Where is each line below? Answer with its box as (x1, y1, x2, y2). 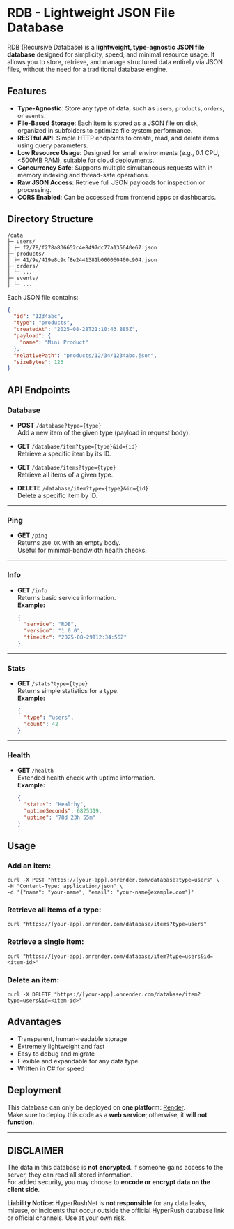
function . (7, 1118, 35, 1126)
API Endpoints (7, 384, 70, 396)
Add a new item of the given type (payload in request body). (17, 428, 190, 437)
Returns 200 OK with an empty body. (17, 539, 120, 547)
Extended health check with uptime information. (17, 773, 155, 782)
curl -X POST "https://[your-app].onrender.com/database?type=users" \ (7, 877, 219, 884)
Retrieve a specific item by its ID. (17, 449, 111, 458)
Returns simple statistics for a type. (17, 687, 120, 695)
